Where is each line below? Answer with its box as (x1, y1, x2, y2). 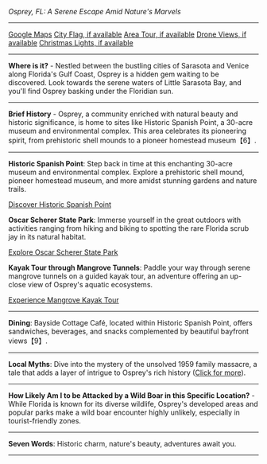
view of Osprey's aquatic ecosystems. (27, 280, 153, 289)
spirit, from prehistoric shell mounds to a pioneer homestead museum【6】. (8, 135, 257, 145)
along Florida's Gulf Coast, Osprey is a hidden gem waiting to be (8, 69, 220, 79)
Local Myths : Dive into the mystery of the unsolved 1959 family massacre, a (8, 360, 257, 368)
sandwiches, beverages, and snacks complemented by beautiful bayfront (8, 326, 249, 336)
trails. (8, 185, 26, 193)
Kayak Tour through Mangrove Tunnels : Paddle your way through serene (8, 263, 250, 272)
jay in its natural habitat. (8, 232, 87, 241)
